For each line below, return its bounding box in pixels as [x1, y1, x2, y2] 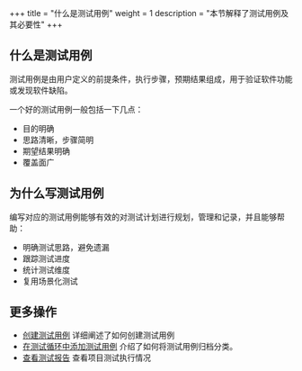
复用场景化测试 [22, 276, 78, 286]
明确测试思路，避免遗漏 [22, 241, 110, 252]
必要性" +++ [16, 19, 63, 30]
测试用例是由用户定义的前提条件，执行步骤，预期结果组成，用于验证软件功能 [9, 73, 293, 84]
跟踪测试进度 [22, 253, 70, 264]
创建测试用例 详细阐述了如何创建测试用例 [22, 330, 175, 340]
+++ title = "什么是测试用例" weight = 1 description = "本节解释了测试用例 [9, 8, 281, 18]
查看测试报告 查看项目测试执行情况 [22, 352, 151, 363]
